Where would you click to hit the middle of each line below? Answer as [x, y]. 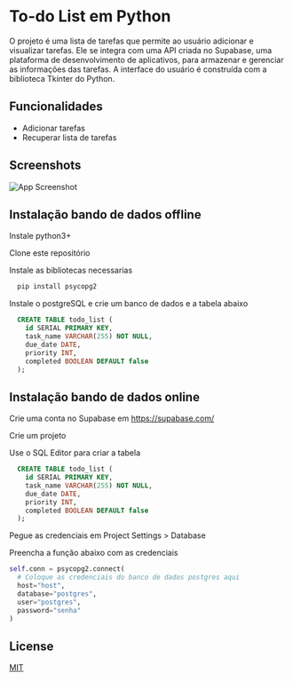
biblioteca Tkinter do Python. [62, 78]
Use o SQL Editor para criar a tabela [75, 453]
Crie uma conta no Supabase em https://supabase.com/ [112, 418]
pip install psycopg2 [57, 287]
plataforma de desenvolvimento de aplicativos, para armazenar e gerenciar [146, 59]
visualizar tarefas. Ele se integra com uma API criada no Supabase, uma [141, 50]
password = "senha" [49, 610]
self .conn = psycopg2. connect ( [67, 569]
